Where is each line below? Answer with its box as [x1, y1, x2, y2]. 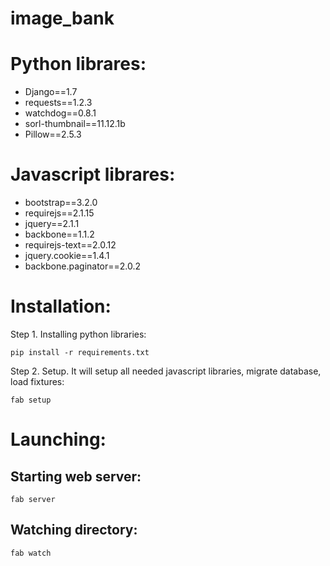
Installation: [10, 295, 112, 318]
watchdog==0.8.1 [24, 107, 97, 119]
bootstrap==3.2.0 [24, 197, 98, 209]
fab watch [10, 548, 52, 558]
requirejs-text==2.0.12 [24, 239, 117, 251]
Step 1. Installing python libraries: [10, 328, 147, 340]
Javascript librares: [10, 163, 176, 186]
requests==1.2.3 [24, 97, 93, 109]
